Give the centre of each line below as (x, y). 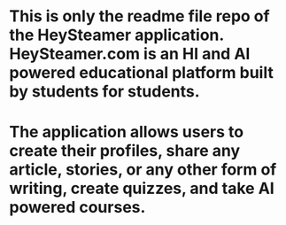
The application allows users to (127, 132)
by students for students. (105, 92)
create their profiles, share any (125, 151)
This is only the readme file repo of (139, 16)
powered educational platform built (142, 73)
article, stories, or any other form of (143, 170)
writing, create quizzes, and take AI (142, 189)
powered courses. (77, 208)
